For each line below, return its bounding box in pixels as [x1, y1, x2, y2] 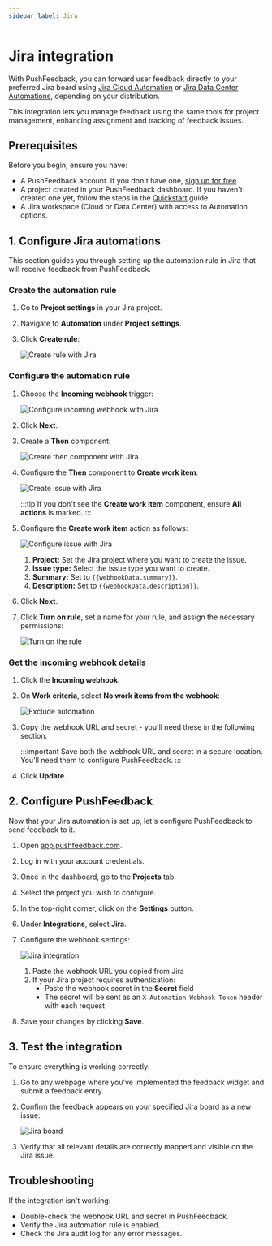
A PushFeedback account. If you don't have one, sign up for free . [19, 176, 240, 186]
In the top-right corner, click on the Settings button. [19, 903, 194, 913]
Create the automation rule [8, 285, 117, 296]
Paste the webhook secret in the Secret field [44, 983, 194, 993]
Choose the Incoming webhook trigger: [19, 389, 154, 399]
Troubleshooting [8, 1174, 95, 1188]
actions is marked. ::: [19, 507, 92, 517]
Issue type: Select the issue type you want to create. [32, 563, 210, 573]
